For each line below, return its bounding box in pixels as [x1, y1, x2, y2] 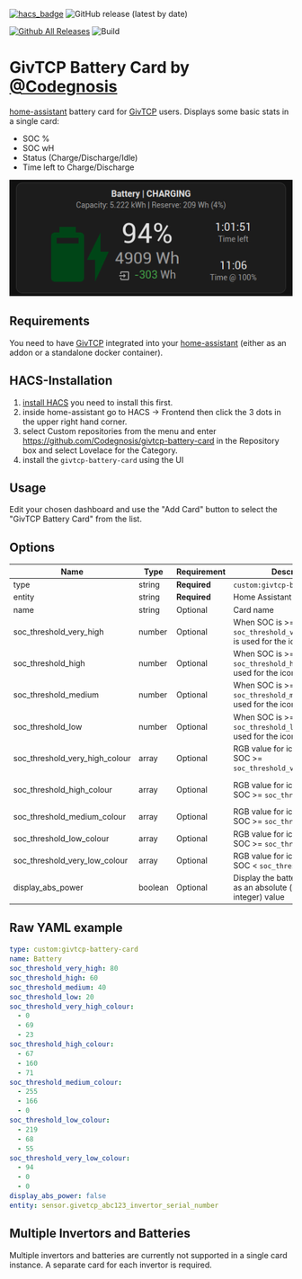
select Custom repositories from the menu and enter [22, 425, 218, 436]
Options [9, 539, 56, 555]
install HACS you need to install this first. [22, 396, 173, 408]
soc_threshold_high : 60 [9, 973, 99, 982]
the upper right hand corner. [22, 416, 128, 427]
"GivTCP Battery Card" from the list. [9, 513, 142, 525]
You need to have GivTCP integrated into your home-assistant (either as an [9, 337, 287, 348]
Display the [233, 873, 275, 883]
